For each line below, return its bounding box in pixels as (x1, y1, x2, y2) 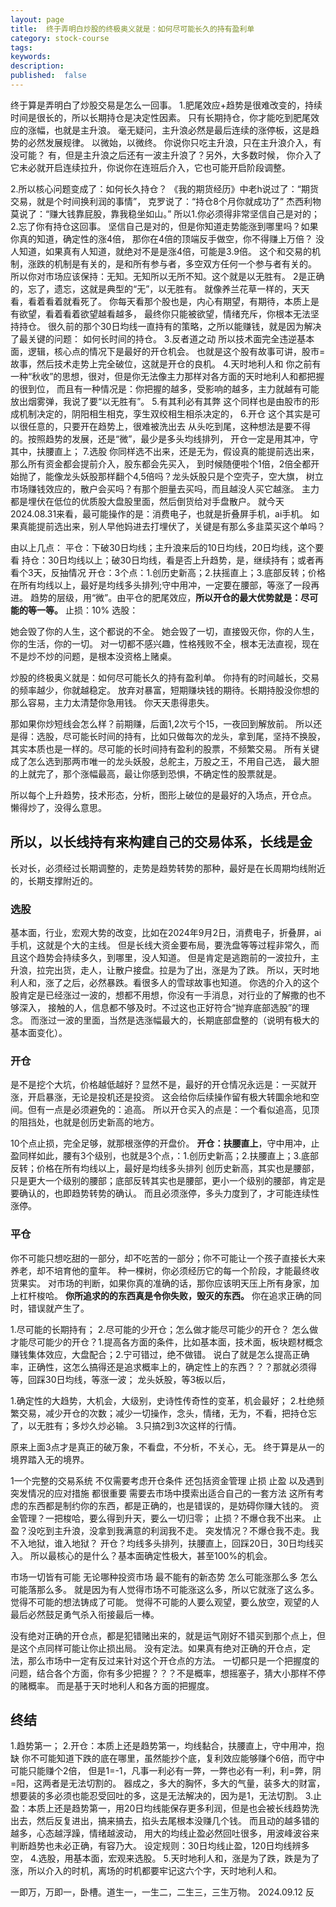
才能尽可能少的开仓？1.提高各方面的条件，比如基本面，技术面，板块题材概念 (10, 1336, 323, 1348)
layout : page (10, 14, 65, 25)
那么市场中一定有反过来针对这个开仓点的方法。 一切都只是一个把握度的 (27, 1654, 320, 1666)
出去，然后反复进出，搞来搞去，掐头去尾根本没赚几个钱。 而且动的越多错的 (10, 1815, 320, 1827)
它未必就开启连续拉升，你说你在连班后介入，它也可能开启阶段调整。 (10, 161, 291, 173)
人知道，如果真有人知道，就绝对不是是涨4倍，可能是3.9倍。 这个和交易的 (10, 245, 312, 257)
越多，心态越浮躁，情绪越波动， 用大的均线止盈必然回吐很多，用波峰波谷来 (10, 1827, 320, 1840)
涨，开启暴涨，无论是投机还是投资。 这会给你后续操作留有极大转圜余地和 (10, 1091, 311, 1103)
